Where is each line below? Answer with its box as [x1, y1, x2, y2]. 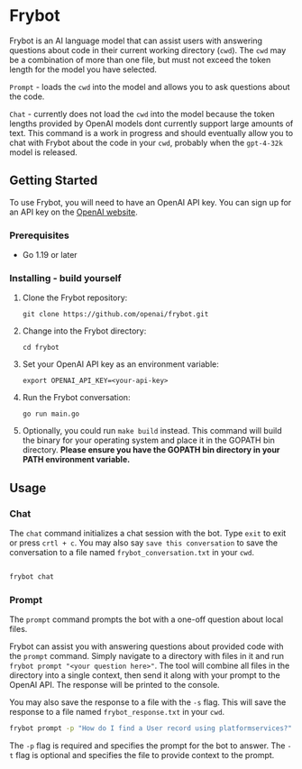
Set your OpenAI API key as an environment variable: [22, 359, 219, 370]
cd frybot [22, 343, 60, 352]
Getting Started [9, 173, 98, 188]
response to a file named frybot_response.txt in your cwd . [9, 707, 225, 718]
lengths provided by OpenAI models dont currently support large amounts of [9, 118, 294, 129]
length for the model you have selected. [9, 64, 158, 75]
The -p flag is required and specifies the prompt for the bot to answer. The [9, 740, 286, 751]
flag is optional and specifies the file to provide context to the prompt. [15, 750, 275, 761]
